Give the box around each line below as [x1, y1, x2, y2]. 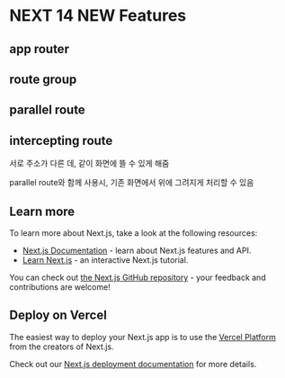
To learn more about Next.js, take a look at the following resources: [9, 227, 258, 238]
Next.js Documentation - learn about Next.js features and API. [22, 245, 252, 256]
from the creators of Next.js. [9, 341, 114, 352]
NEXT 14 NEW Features [9, 5, 187, 26]
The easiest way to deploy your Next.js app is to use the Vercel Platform [9, 331, 277, 342]
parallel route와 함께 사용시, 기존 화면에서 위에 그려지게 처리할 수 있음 [9, 177, 254, 188]
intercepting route [9, 132, 113, 148]
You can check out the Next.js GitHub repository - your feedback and [9, 272, 267, 283]
